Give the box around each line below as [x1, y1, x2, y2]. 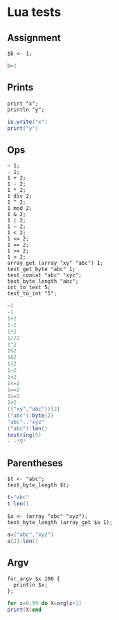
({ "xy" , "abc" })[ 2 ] [7, 406, 60, 413]
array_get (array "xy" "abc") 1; [7, 260, 104, 267]
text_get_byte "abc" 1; [7, 266, 76, 273]
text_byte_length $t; [7, 482, 70, 489]
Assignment [7, 32, 61, 44]
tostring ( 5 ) [7, 432, 42, 439]
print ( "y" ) [7, 124, 39, 132]
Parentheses [7, 457, 64, 469]
